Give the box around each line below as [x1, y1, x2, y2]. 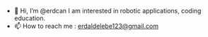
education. [13, 14, 46, 22]
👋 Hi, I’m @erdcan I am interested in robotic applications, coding [13, 7, 202, 15]
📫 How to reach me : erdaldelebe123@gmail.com [13, 22, 159, 30]
